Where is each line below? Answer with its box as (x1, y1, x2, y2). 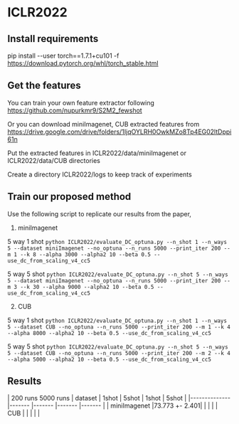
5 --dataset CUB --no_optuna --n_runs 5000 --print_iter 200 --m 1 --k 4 (7, 323, 231, 331)
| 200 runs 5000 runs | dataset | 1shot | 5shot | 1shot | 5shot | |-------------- (7, 394, 231, 403)
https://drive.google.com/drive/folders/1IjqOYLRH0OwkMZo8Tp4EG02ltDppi (7, 127, 232, 136)
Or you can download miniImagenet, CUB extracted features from (7, 120, 200, 128)
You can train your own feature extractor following (7, 98, 155, 107)
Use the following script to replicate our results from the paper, (7, 209, 192, 218)
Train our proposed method (7, 191, 132, 203)
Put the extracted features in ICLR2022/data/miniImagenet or (7, 149, 187, 157)
